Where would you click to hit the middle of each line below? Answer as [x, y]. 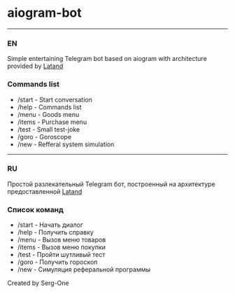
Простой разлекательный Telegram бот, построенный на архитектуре [111, 184]
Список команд [36, 209]
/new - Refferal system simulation [66, 144]
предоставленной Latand [45, 191]
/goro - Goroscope [44, 136]
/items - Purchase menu [52, 122]
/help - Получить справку [56, 232]
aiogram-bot [44, 13]
